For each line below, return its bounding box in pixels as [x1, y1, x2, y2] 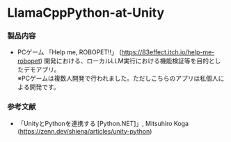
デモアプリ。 [23, 65, 61, 74]
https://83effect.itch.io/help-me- [121, 48, 215, 56]
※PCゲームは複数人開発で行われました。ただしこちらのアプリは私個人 [17, 74, 218, 83]
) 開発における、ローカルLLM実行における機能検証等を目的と [40, 57, 216, 65]
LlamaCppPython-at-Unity [7, 5, 165, 21]
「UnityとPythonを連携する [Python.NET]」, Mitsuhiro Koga [17, 119, 189, 127]
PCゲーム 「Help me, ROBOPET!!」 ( [17, 48, 122, 56]
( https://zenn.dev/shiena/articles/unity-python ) [17, 127, 152, 135]
